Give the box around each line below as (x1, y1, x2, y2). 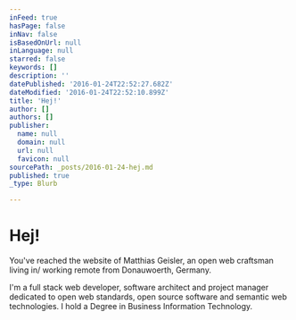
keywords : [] (9, 63, 58, 72)
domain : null (17, 138, 66, 147)
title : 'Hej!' (9, 96, 62, 105)
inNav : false (9, 29, 58, 38)
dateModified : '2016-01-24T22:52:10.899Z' (9, 88, 169, 97)
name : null (17, 130, 58, 139)
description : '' (9, 72, 70, 80)
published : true (9, 171, 70, 180)
